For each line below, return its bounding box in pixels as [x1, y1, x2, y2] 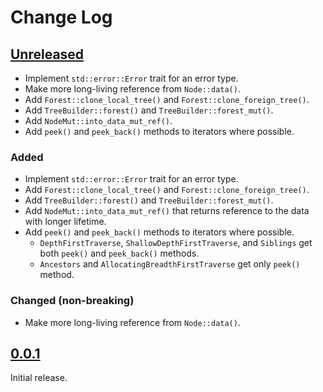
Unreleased [10, 46, 85, 63]
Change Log [10, 6, 113, 29]
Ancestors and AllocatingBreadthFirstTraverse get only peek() [39, 258, 301, 270]
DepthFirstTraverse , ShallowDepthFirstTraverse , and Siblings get [39, 237, 313, 249]
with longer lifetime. [24, 216, 107, 228]
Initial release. [10, 372, 68, 384]
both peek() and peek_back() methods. [39, 247, 200, 260]
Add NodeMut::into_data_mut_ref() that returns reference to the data [24, 205, 310, 217]
